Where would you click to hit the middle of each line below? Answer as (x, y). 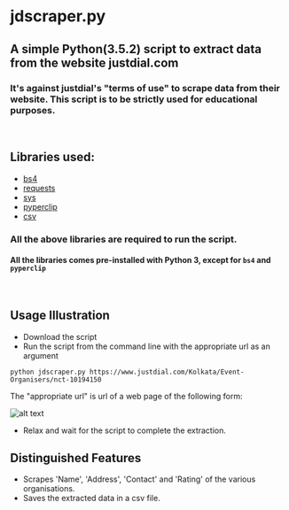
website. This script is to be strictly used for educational (134, 99)
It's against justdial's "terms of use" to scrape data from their (145, 88)
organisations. (49, 489)
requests (39, 188)
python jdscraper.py (48, 372)
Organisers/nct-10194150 (56, 379)
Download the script (60, 336)
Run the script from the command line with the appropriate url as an (147, 346)
